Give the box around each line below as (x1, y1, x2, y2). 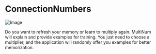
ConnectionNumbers (5, 3, 92, 15)
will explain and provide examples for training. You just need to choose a (5, 34, 150, 40)
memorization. (5, 44, 34, 50)
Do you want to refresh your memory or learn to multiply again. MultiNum (5, 29, 151, 35)
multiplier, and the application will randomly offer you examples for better (5, 39, 151, 45)
